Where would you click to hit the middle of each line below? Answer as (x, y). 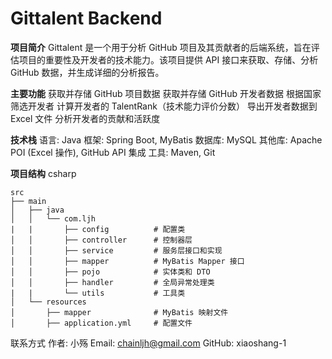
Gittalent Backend (86, 18)
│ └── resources (48, 302)
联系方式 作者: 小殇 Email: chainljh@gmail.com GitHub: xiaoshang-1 (148, 343)
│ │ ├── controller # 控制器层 (101, 240)
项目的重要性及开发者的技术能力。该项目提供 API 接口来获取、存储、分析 (168, 59)
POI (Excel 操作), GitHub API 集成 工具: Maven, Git (113, 152)
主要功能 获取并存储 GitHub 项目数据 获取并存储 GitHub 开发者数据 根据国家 (166, 93)
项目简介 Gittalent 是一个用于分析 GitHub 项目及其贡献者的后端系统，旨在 (161, 47)
